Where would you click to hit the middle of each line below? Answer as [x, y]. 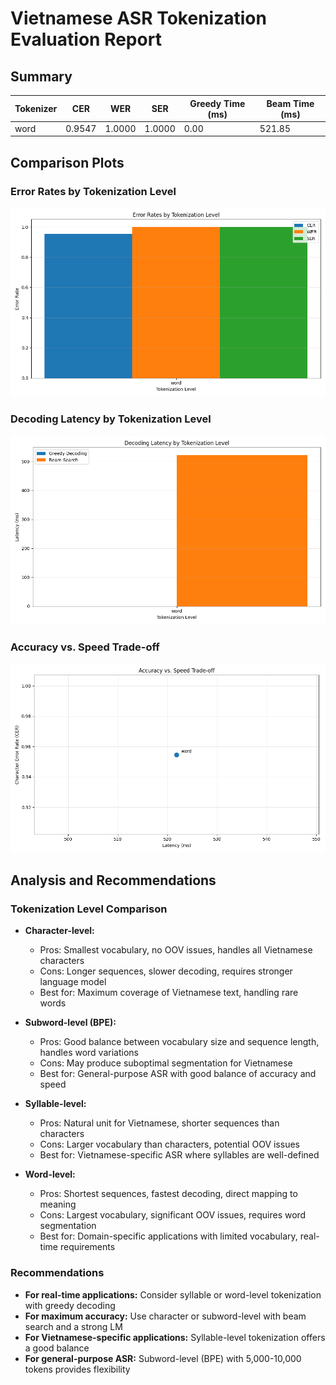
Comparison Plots [67, 162]
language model [73, 982]
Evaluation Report [86, 39]
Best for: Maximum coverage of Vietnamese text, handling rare [169, 993]
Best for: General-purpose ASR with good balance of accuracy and [178, 1074]
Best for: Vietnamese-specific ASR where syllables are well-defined [179, 1155]
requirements [87, 1247]
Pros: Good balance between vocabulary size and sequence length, [179, 1042]
